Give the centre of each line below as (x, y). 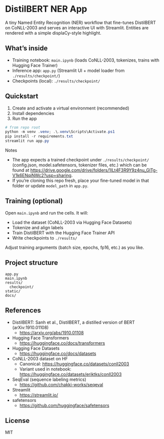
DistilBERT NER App (46, 9)
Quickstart (22, 96)
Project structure (32, 263)
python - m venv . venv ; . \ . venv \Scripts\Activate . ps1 (60, 132)
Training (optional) (34, 201)
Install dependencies (33, 113)
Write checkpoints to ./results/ (45, 238)
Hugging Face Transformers (41, 338)
